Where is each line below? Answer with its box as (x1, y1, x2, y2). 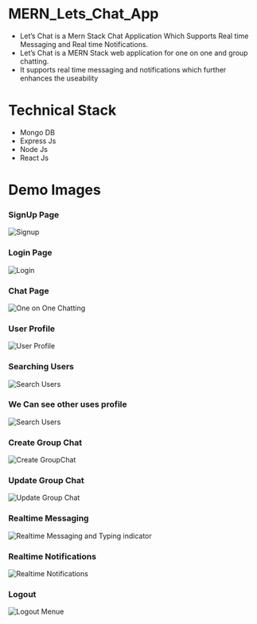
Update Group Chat (8, 475, 85, 486)
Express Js (19, 136, 56, 146)
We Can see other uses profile (8, 399, 127, 410)
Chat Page (8, 285, 49, 296)
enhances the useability (19, 73, 99, 83)
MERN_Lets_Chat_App (8, 5, 159, 23)
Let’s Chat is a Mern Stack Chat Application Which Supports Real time (19, 31, 249, 41)
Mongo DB (19, 127, 56, 137)
